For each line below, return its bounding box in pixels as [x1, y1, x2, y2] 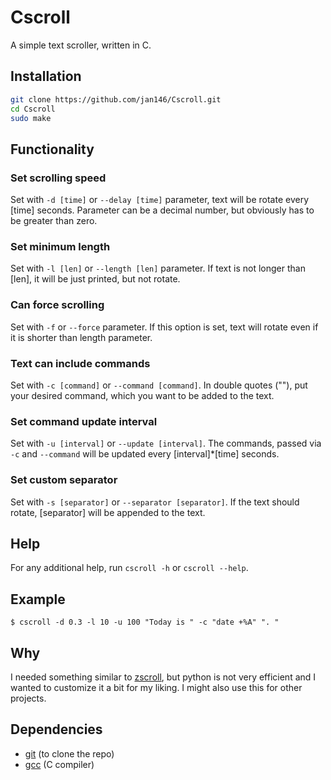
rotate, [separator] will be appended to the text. [10, 506, 206, 518]
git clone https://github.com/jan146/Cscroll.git [10, 94, 222, 105]
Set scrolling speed [10, 171, 107, 185]
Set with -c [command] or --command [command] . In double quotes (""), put [10, 379, 308, 391]
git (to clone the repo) [24, 747, 115, 760]
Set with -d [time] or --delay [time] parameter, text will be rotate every [10, 194, 310, 206]
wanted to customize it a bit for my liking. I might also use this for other [10, 681, 303, 693]
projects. [10, 692, 47, 704]
